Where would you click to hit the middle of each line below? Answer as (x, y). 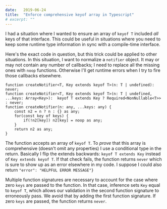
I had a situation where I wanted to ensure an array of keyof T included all (82, 34)
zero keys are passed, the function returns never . (56, 201)
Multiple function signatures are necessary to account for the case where (81, 180)
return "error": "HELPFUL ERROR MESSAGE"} (50, 170)
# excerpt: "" (20, 19)
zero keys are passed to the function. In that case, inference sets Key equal (83, 185)
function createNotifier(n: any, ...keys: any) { (59, 107)
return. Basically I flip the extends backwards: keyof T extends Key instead (83, 154)
